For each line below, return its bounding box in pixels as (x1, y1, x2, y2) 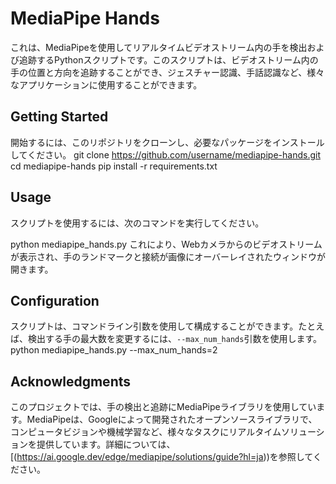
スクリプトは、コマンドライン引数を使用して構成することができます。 (10, 320, 299, 332)
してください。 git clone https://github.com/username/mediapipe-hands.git (10, 148, 321, 161)
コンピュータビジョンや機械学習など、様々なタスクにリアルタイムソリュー (10, 426, 317, 438)
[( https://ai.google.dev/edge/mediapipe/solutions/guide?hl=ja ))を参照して (10, 451, 313, 463)
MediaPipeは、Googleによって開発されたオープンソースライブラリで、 (26, 413, 318, 426)
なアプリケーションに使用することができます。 (10, 78, 203, 91)
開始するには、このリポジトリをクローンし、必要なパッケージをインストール (10, 136, 325, 148)
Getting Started (10, 108, 109, 126)
